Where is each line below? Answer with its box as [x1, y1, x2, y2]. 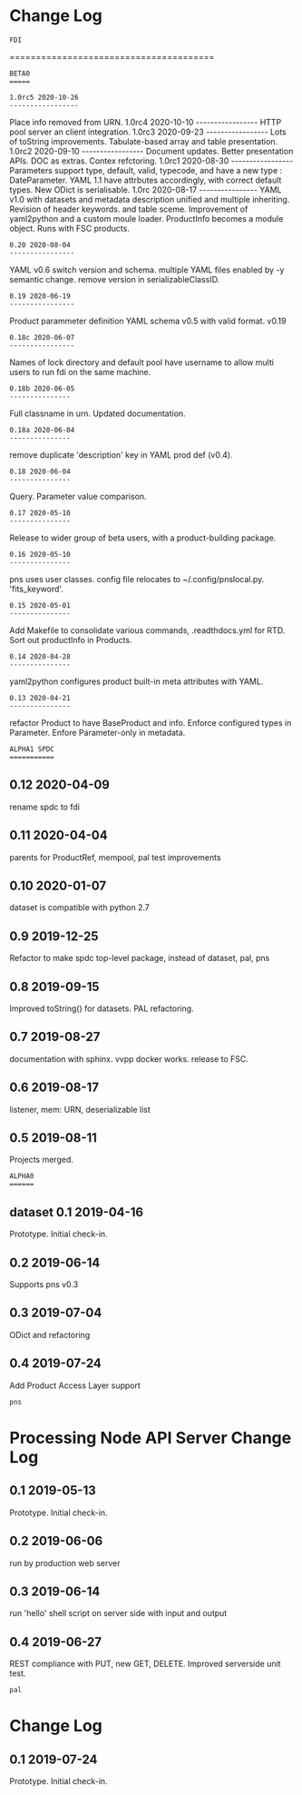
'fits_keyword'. [9, 583, 63, 594]
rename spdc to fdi [9, 801, 80, 812]
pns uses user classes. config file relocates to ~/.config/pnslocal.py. [9, 573, 265, 584]
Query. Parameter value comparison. [9, 491, 147, 501]
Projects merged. [9, 1155, 74, 1165]
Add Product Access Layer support [9, 1380, 141, 1391]
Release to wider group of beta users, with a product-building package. [9, 532, 277, 543]
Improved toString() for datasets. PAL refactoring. [9, 1003, 194, 1014]
